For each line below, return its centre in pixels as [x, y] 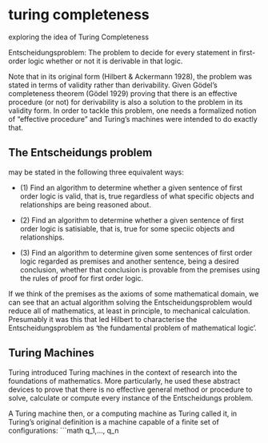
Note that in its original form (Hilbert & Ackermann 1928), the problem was [130, 76]
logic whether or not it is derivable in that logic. [105, 61]
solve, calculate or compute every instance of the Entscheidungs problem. [131, 397]
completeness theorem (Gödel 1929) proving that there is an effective [123, 93]
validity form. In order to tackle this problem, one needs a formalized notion [132, 111]
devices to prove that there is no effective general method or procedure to [130, 389]
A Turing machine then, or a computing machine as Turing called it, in [123, 413]
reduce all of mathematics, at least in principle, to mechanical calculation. [129, 311]
